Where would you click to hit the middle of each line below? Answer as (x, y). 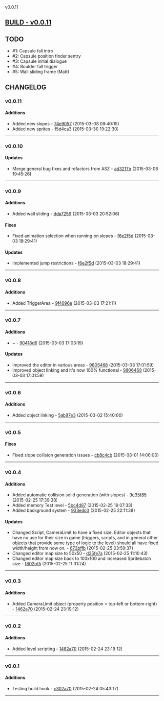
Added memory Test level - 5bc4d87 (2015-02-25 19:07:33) (72, 505)
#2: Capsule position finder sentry (46, 56)
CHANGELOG (26, 87)
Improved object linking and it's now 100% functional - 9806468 (77, 370)
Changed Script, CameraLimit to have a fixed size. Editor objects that (81, 532)
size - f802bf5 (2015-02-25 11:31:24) (49, 564)
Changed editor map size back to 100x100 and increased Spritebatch (82, 558)
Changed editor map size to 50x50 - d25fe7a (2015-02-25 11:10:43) (80, 554)
